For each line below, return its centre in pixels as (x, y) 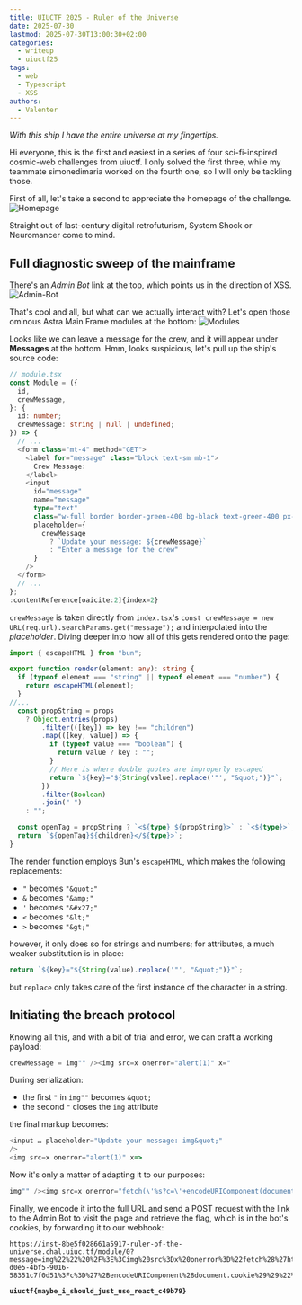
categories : (31, 43)
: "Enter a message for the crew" (114, 550)
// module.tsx (36, 375)
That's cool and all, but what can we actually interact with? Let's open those (150, 312)
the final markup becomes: (59, 1124)
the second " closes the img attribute (90, 1107)
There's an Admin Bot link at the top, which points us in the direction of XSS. (151, 285)
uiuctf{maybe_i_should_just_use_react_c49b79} (98, 1291)
